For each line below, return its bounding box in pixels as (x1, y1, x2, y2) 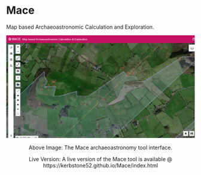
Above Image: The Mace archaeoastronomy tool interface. (29, 144, 172, 151)
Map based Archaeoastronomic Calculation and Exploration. (6, 23, 154, 30)
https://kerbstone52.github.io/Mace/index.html (42, 162, 159, 169)
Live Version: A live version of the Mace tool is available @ (29, 156, 172, 163)
